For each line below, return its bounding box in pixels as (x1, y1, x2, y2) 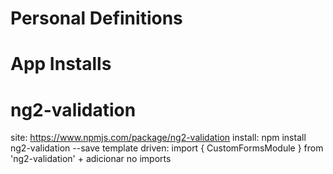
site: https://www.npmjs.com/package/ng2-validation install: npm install (10, 132, 307, 144)
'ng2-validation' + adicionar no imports (10, 153, 172, 165)
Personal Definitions (10, 7, 183, 30)
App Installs (10, 53, 112, 76)
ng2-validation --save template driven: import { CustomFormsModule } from (10, 142, 324, 154)
